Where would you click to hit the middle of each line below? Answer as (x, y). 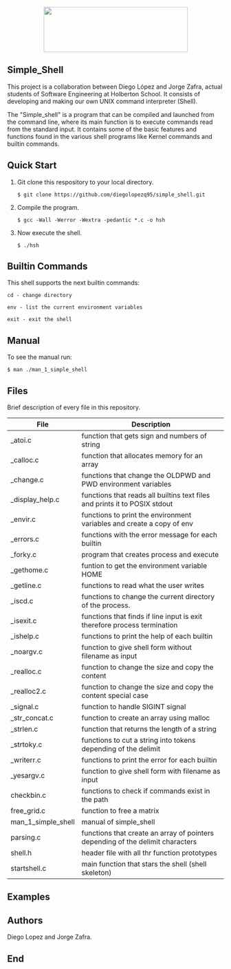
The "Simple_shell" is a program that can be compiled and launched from (111, 114)
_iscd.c (22, 601)
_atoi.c (21, 440)
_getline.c (26, 586)
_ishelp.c (25, 636)
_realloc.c (26, 672)
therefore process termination (130, 625)
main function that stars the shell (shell (144, 864)
